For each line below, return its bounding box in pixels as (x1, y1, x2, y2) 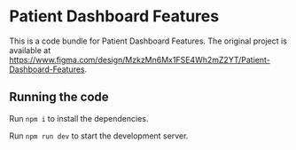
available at (9, 44, 51, 55)
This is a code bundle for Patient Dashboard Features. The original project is (9, 36, 288, 46)
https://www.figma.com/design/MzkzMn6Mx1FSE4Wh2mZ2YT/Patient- (9, 54, 270, 65)
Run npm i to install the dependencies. (9, 113, 149, 123)
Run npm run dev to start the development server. (9, 130, 189, 141)
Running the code (9, 90, 109, 105)
